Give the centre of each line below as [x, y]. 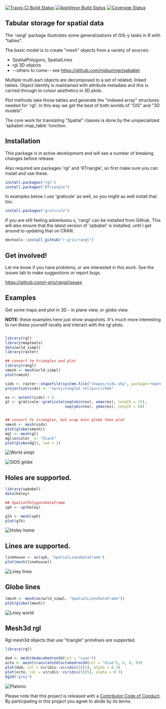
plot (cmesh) [17, 375]
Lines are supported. [38, 546]
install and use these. [27, 173]
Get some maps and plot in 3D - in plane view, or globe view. [67, 310]
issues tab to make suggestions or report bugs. [53, 273]
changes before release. [30, 158]
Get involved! [26, 255]
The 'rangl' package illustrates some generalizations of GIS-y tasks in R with [83, 35]
